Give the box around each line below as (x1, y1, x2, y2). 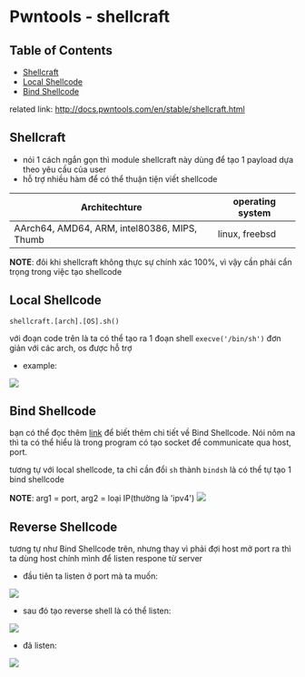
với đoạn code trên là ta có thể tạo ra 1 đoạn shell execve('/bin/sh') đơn (9, 332, 281, 343)
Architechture (80, 200, 143, 213)
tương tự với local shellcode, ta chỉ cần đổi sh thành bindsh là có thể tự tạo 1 (9, 464, 292, 475)
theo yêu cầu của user (22, 164, 107, 175)
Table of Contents (9, 43, 113, 58)
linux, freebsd (217, 227, 277, 240)
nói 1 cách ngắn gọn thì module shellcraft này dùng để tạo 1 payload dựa (22, 154, 294, 165)
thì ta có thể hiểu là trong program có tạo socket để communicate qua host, (9, 437, 292, 448)
